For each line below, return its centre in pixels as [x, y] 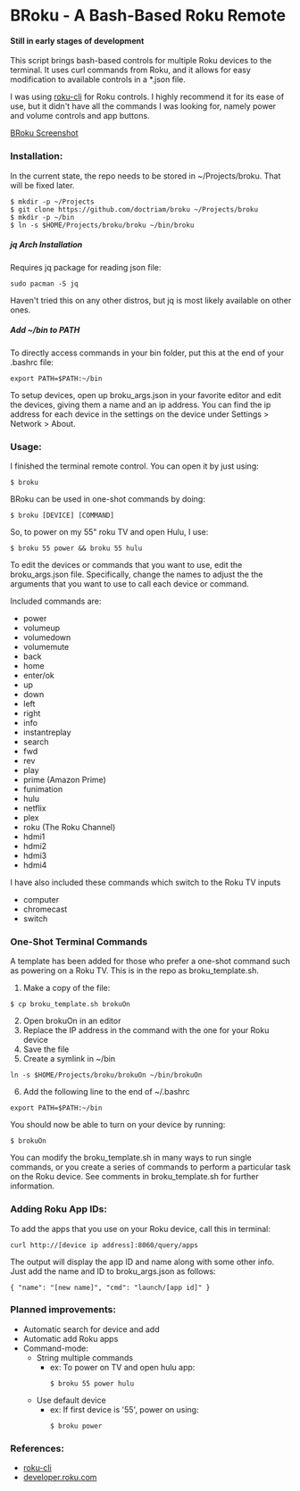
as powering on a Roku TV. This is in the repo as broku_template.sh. [135, 970]
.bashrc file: [32, 362]
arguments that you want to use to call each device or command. [129, 583]
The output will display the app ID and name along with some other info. [142, 1262]
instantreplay [47, 732]
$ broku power [76, 1426]
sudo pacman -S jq [44, 283]
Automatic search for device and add [91, 1329]
